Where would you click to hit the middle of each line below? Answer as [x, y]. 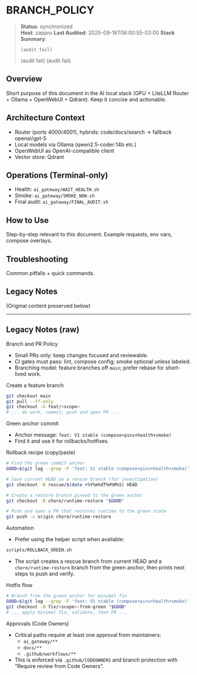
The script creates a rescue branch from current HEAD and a [88, 561]
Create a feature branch [35, 385]
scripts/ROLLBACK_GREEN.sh [39, 550]
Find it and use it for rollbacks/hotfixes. [62, 441]
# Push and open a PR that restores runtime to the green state [86, 511]
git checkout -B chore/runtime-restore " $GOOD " [65, 501]
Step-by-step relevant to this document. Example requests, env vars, [89, 235]
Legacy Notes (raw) [43, 330]
